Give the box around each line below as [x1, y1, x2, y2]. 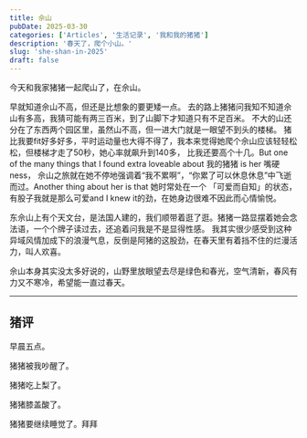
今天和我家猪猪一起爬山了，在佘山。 [9, 82, 146, 92]
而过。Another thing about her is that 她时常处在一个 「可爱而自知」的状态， [9, 182, 297, 192]
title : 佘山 [9, 13, 52, 23]
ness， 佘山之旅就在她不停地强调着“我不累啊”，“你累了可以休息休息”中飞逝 [9, 170, 292, 181]
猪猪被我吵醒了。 [9, 360, 74, 370]
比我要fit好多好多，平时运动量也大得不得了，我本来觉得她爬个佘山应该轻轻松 [9, 136, 298, 146]
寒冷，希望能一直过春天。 [33, 277, 130, 287]
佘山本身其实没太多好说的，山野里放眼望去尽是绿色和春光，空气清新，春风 [9, 266, 290, 276]
